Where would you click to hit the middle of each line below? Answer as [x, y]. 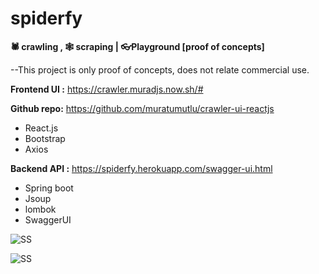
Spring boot [49, 188]
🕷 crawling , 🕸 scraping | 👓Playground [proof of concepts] [137, 46]
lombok [40, 209]
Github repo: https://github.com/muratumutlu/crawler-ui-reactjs [142, 108]
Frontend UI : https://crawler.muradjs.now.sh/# [107, 89]
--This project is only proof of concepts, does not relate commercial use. [160, 69]
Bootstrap [45, 138]
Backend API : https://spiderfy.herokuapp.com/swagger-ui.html [141, 168]
